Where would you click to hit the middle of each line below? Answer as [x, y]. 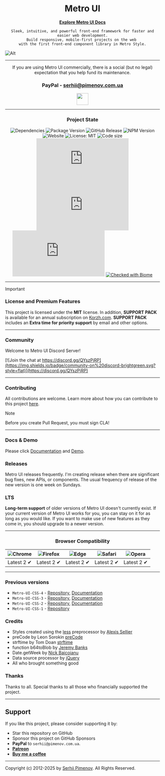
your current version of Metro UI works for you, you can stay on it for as [78, 513]
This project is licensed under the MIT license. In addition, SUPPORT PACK [81, 312]
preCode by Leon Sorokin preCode [47, 637]
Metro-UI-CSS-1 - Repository [41, 608]
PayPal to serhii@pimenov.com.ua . [46, 744]
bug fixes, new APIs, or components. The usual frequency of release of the [81, 480]
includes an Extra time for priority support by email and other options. [77, 323]
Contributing [21, 388]
